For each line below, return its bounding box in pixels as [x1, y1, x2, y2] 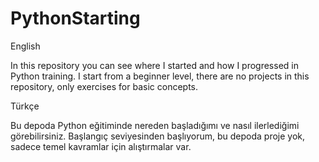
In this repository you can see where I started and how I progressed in [10, 59, 299, 71]
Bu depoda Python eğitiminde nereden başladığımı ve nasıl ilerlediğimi [10, 119, 300, 131]
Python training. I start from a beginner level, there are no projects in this [10, 70, 310, 82]
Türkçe [10, 100, 40, 112]
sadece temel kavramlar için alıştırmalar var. [10, 140, 192, 152]
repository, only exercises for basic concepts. [10, 80, 198, 92]
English [10, 40, 41, 52]
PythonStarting [10, 7, 141, 30]
